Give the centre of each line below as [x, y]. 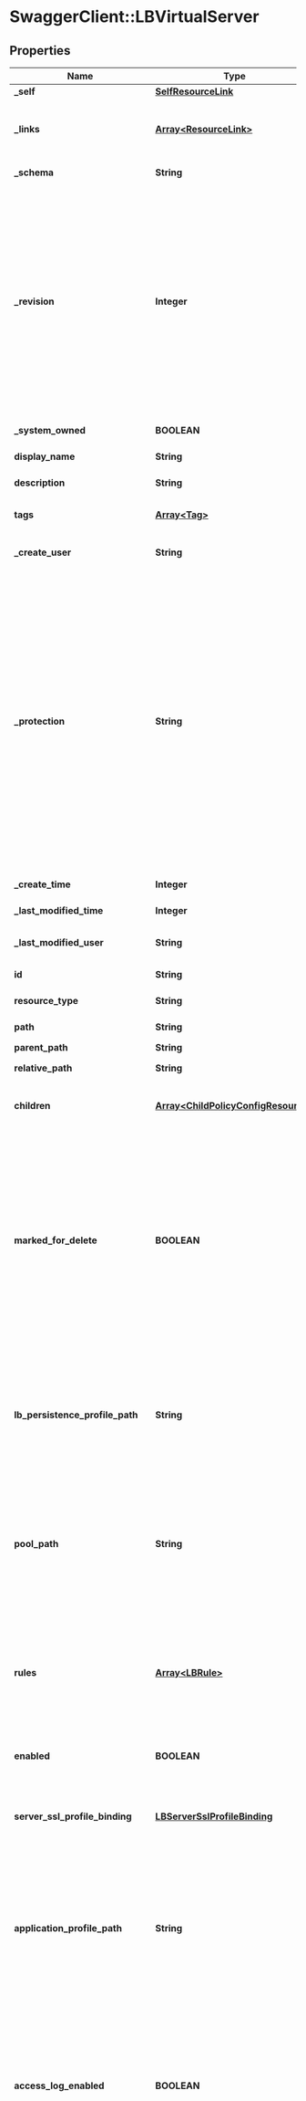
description [40, 483]
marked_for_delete [56, 1240]
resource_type [46, 1001]
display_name [45, 456]
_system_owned [50, 430]
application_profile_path [68, 1928]
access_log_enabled [59, 2085]
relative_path [43, 1068]
